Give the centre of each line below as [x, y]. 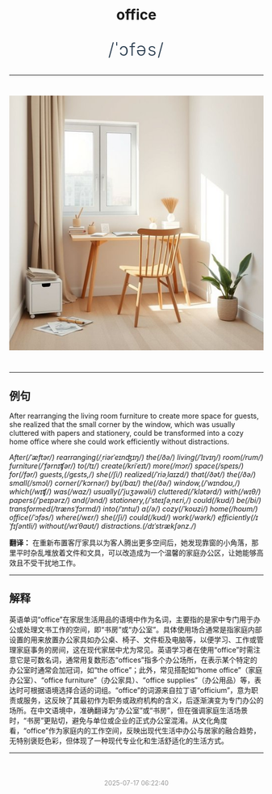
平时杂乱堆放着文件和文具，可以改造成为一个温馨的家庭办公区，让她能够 [136, 553]
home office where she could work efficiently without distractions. [119, 441]
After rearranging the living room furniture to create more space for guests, [134, 416]
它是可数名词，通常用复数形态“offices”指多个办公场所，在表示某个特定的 [136, 660]
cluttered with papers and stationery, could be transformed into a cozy [127, 433]
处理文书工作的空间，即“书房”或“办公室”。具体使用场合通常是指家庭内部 [142, 629]
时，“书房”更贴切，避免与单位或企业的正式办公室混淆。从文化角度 [119, 720]
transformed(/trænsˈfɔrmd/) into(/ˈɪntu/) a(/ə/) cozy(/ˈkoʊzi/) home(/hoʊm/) [134, 509]
